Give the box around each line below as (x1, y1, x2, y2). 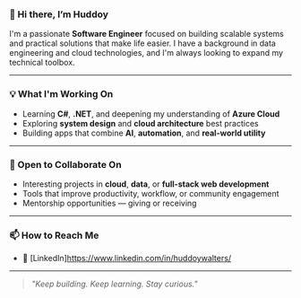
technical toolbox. (9, 57, 75, 68)
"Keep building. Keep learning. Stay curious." (30, 278, 198, 290)
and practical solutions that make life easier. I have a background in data (9, 38, 276, 48)
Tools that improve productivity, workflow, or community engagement (21, 188, 279, 198)
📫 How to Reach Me (9, 229, 99, 241)
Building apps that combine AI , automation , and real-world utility (21, 127, 266, 138)
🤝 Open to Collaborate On (9, 158, 123, 171)
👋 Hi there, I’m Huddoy (9, 8, 109, 21)
